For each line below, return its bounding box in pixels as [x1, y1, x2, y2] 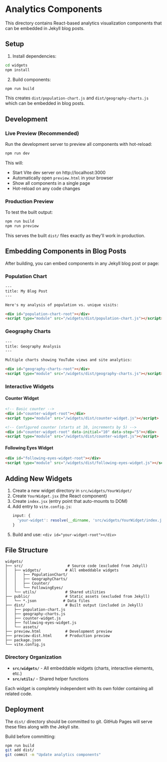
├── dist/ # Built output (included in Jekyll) [5, 603, 143, 608]
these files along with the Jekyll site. [5, 724, 80, 730]
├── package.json [5, 638, 41, 643]
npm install [5, 67, 30, 72]
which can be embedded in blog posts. [5, 100, 85, 106]
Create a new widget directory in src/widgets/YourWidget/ [12, 488, 132, 494]
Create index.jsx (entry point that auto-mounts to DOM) [12, 498, 128, 504]
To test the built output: [5, 209, 53, 215]
